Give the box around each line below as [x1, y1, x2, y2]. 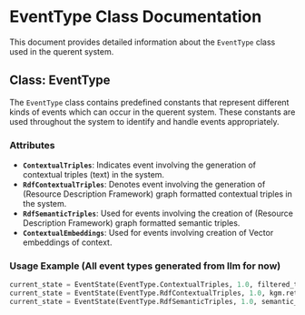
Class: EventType [9, 73, 111, 88]
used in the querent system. [9, 46, 114, 56]
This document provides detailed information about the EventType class [9, 36, 276, 47]
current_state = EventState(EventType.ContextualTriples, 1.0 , [9, 280, 254, 290]
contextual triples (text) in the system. [22, 169, 165, 180]
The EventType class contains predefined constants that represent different [9, 97, 290, 107]
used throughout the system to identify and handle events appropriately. [9, 116, 280, 127]
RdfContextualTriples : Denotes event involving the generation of [22, 179, 266, 190]
